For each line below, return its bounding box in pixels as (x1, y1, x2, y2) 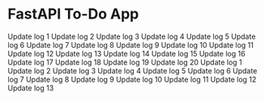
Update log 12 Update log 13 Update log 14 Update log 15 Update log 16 (7, 48, 246, 58)
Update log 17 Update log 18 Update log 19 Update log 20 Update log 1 (7, 57, 242, 67)
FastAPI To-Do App (7, 5, 139, 23)
